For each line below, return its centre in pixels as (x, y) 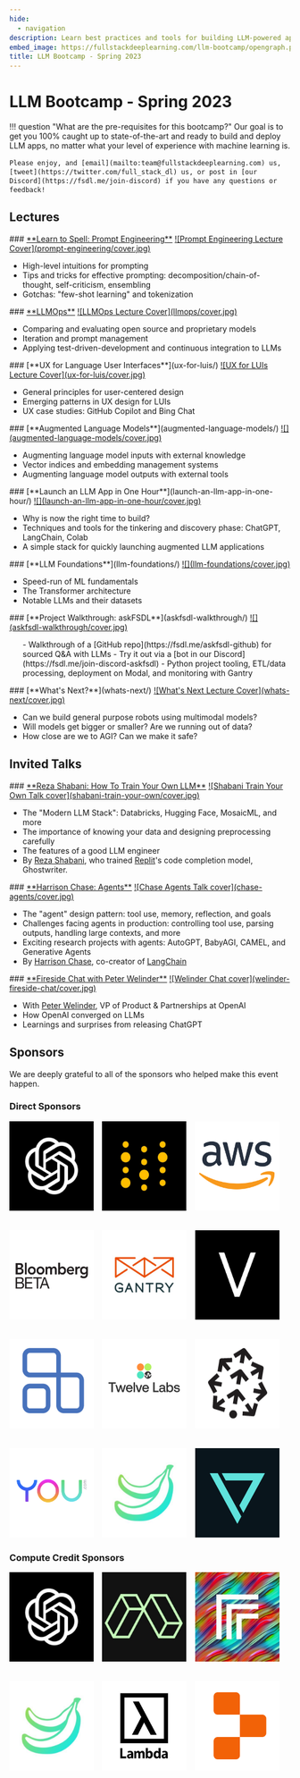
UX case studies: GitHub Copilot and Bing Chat (108, 410)
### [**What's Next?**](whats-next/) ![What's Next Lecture (122, 690)
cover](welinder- (259, 978)
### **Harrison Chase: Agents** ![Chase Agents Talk (108, 887)
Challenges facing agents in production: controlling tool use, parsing (148, 923)
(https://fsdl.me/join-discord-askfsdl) (91, 663)
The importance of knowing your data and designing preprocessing (146, 831)
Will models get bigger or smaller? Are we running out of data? (137, 726)
